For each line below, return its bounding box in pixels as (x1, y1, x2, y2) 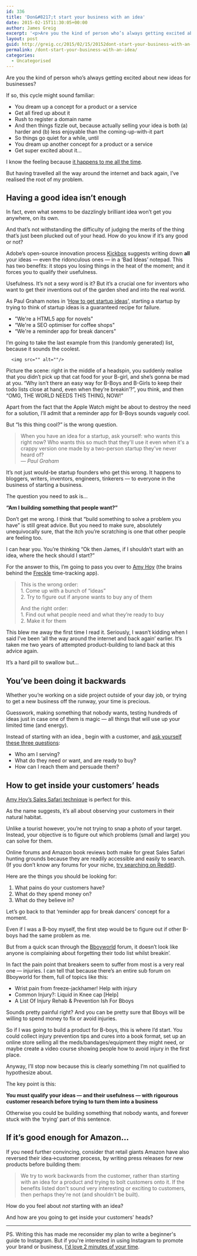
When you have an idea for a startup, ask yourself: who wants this (20, 433, 181, 440)
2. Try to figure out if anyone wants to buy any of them (20, 593, 152, 600)
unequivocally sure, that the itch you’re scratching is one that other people (6, 528, 186, 535)
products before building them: (6, 1161, 81, 1168)
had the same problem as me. (19, 931, 91, 938)
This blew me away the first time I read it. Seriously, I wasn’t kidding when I (6, 629, 188, 636)
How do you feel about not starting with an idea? (6, 1202, 124, 1209)
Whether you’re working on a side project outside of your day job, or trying (6, 692, 187, 699)
